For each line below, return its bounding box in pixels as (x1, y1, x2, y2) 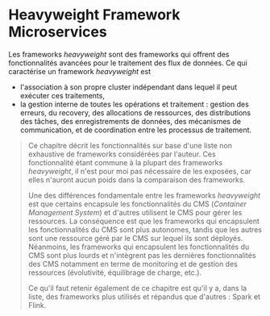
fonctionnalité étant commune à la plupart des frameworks (27, 157, 223, 167)
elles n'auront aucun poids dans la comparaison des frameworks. (27, 175, 246, 185)
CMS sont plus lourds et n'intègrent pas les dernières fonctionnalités (27, 250, 256, 260)
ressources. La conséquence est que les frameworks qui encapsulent (27, 216, 260, 226)
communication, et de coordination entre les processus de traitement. (19, 125, 252, 135)
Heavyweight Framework (8, 6, 181, 24)
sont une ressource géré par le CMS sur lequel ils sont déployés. (27, 233, 243, 243)
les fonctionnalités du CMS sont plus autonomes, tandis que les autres (27, 224, 262, 235)
